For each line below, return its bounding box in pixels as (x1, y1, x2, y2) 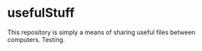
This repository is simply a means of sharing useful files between (7, 28, 196, 36)
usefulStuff (7, 5, 75, 21)
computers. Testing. (7, 35, 65, 43)
